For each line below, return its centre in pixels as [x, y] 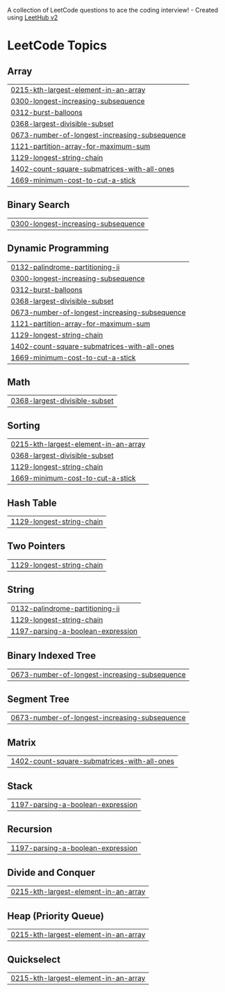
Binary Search [39, 205]
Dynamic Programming [58, 249]
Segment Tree [38, 699]
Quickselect [34, 959]
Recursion [30, 830]
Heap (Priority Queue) [56, 916]
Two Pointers [36, 546]
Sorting [24, 425]
